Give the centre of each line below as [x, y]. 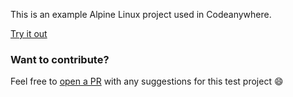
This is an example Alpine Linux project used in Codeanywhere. [141, 14]
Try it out [29, 33]
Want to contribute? [60, 59]
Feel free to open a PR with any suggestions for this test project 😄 [147, 81]
